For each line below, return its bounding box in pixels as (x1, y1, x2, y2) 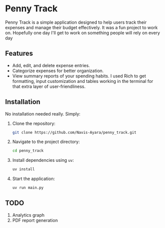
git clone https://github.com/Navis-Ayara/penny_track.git (12, 130, 137, 135)
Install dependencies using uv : (12, 157, 74, 163)
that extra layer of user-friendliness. (12, 83, 85, 89)
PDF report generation (12, 217, 58, 223)
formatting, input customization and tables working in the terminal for (12, 78, 154, 84)
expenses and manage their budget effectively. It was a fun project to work (5, 24, 158, 30)
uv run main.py (12, 186, 44, 190)
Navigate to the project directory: (12, 139, 80, 145)
